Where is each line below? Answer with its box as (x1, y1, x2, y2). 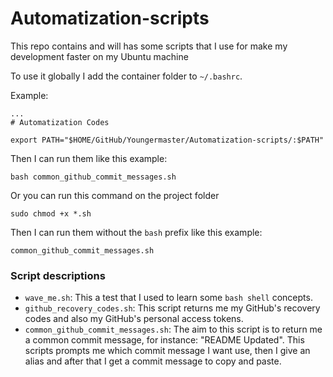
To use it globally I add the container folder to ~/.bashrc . (10, 70, 243, 82)
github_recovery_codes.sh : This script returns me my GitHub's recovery (24, 302, 321, 314)
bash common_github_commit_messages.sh (10, 172, 177, 182)
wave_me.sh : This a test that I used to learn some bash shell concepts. (24, 292, 313, 304)
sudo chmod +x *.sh (10, 208, 92, 219)
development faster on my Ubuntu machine (10, 50, 189, 62)
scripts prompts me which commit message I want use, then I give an (24, 345, 311, 357)
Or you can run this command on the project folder (10, 189, 220, 201)
